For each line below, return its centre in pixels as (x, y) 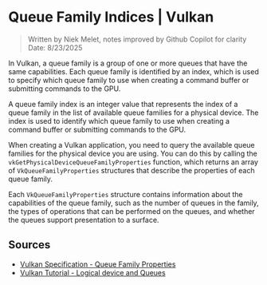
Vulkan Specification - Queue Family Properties (98, 264)
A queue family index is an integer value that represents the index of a (123, 104)
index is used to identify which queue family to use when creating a (119, 121)
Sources (29, 245)
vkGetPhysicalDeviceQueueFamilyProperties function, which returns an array (133, 162)
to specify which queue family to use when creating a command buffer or (129, 80)
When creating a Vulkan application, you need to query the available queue (132, 144)
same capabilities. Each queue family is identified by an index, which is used (133, 71)
